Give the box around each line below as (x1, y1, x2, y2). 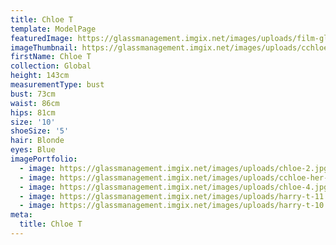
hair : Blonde (10, 136, 65, 146)
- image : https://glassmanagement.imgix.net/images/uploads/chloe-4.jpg (19, 182, 329, 192)
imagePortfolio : (10, 154, 78, 164)
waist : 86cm (10, 98, 60, 108)
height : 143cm (10, 71, 70, 81)
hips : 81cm (10, 107, 56, 118)
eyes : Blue (10, 145, 56, 155)
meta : (10, 210, 33, 220)
